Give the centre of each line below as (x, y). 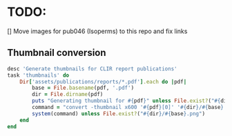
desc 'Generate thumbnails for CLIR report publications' (92, 69)
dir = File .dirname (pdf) (68, 95)
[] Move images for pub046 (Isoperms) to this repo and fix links (97, 31)
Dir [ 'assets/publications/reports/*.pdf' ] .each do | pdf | (103, 81)
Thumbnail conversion (57, 53)
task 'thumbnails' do (38, 75)
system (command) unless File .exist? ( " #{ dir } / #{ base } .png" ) (119, 114)
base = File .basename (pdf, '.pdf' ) (83, 88)
